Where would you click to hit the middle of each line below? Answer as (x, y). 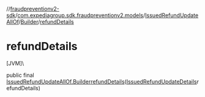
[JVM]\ (15, 63)
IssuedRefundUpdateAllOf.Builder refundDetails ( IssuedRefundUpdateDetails (102, 81)
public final (20, 75)
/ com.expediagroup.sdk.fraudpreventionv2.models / (80, 15)
